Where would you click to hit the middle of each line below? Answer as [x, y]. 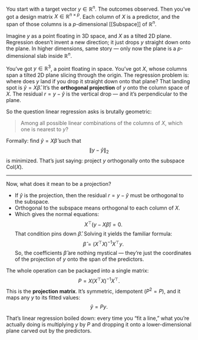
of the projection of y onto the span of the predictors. [79, 259]
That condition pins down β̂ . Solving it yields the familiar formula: [93, 233]
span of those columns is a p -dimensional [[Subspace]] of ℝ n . [81, 24]
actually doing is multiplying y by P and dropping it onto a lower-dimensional [99, 324]
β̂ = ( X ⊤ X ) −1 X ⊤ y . [103, 243]
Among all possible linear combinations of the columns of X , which [101, 123]
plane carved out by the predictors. [49, 331]
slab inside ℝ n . [55, 55]
